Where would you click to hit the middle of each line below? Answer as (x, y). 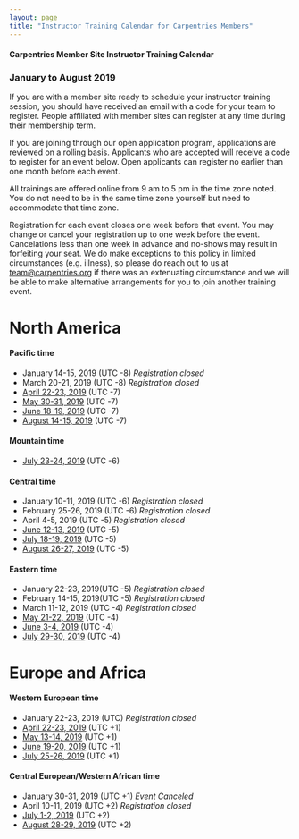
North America (66, 328)
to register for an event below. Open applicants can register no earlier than (146, 162)
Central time (33, 481)
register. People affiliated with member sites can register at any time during (147, 116)
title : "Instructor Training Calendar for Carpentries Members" (131, 26)
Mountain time (37, 441)
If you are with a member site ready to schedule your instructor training (140, 97)
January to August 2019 (62, 78)
